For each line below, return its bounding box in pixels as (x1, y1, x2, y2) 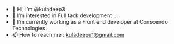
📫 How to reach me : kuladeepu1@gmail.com (11, 32, 124, 38)
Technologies (11, 24, 46, 32)
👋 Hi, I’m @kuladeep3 (11, 6, 65, 12)
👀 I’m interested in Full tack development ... (11, 12, 118, 19)
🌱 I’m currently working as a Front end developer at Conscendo (11, 18, 169, 25)
